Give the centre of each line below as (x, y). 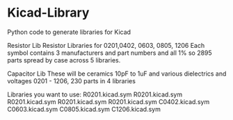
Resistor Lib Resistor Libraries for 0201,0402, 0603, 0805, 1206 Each (106, 45)
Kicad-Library (48, 13)
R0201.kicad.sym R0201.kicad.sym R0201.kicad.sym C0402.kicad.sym (109, 101)
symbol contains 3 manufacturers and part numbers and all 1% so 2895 (110, 53)
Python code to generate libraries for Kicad (69, 32)
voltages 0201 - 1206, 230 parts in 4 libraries (71, 80)
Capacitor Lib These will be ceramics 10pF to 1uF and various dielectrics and (117, 74)
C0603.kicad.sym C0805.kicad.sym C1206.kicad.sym (84, 109)
